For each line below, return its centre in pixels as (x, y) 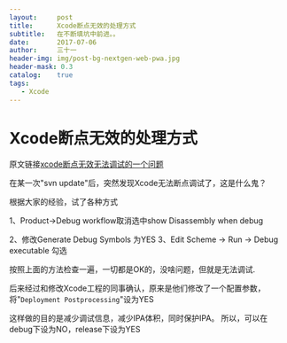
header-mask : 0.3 (41, 67)
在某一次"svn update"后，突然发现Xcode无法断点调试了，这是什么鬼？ (138, 183)
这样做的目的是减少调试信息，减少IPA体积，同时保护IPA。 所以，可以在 (139, 318)
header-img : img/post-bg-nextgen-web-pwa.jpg (94, 58)
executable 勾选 (39, 251)
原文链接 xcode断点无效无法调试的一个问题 (86, 164)
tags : (19, 83)
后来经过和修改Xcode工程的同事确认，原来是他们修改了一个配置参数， (137, 288)
